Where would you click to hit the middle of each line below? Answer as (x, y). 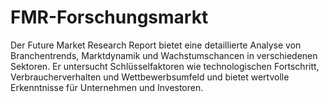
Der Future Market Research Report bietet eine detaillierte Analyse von (156, 45)
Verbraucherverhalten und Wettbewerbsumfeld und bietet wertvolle (150, 77)
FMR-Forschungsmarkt (109, 17)
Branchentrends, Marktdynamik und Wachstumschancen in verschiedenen (164, 55)
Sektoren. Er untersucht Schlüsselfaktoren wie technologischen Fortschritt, (165, 66)
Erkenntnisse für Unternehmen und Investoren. (107, 87)
